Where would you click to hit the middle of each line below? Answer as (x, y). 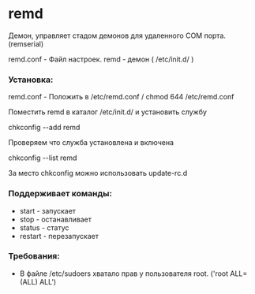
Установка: (31, 80)
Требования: (34, 256)
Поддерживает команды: (60, 194)
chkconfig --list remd (43, 158)
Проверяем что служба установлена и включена (91, 143)
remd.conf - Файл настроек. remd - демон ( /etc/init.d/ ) (101, 59)
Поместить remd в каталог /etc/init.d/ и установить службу (108, 112)
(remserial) (26, 43)
